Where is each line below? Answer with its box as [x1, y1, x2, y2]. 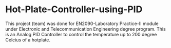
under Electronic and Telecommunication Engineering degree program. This [5, 26, 166, 32]
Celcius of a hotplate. [5, 37, 50, 43]
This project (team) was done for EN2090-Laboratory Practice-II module [5, 20, 159, 27]
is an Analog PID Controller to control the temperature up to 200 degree [5, 31, 157, 37]
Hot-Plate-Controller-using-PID [5, 4, 143, 15]
